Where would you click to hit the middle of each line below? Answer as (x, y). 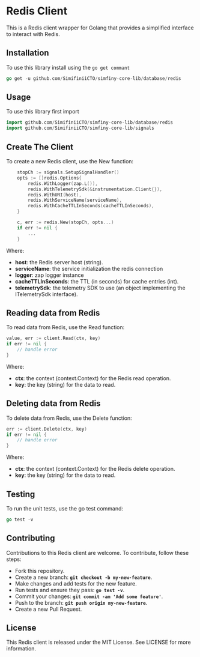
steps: (14, 559)
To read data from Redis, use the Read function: (65, 327)
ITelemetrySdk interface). (46, 294)
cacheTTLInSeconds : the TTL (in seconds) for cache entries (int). (97, 281)
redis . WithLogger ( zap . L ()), (63, 183)
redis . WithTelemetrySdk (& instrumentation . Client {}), (95, 189)
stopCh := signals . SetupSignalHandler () (68, 172)
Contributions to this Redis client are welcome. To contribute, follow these (98, 553)
